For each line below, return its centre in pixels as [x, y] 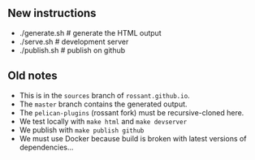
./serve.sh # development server [74, 41]
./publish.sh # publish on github [72, 50]
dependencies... [46, 147]
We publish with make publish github [82, 130]
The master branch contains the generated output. [103, 104]
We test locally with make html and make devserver [103, 121]
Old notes [32, 76]
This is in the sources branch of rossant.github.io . [104, 95]
